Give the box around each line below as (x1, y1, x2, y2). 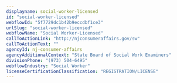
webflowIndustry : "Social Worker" (6, 63, 91, 69)
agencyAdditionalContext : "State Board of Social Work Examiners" (6, 52, 172, 58)
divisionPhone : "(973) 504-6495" (6, 57, 88, 63)
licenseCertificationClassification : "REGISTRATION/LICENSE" (6, 68, 159, 74)
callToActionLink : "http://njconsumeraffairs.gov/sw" (6, 36, 141, 41)
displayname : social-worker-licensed (6, 8, 98, 15)
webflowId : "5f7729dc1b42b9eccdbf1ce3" (6, 19, 104, 25)
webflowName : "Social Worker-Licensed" (6, 30, 104, 36)
